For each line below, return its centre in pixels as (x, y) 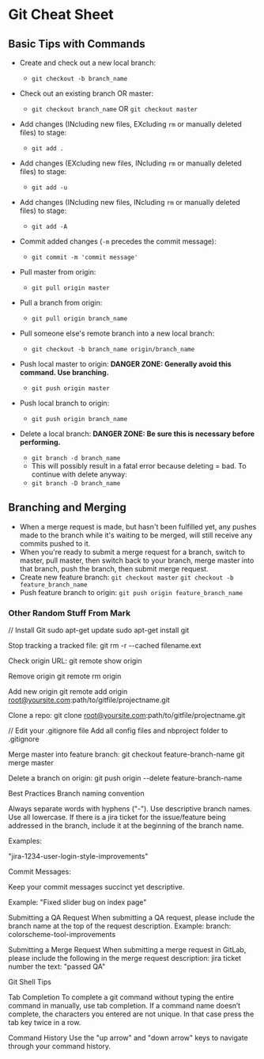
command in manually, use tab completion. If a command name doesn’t (124, 1006)
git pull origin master (71, 288)
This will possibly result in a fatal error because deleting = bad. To (139, 466)
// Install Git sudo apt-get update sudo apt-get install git (99, 630)
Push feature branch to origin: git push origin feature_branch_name (131, 592)
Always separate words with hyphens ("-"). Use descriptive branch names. (130, 809)
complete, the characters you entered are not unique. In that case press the (131, 1014)
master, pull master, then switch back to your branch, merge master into (137, 560)
